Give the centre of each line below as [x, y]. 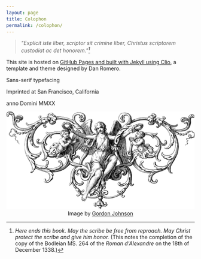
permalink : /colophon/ [34, 25]
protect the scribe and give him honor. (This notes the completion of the [103, 237]
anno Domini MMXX [31, 103]
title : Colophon [26, 19]
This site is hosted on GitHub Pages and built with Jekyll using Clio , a [91, 62]
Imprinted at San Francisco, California [53, 92]
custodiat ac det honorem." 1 [56, 50]
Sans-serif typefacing [33, 80]
